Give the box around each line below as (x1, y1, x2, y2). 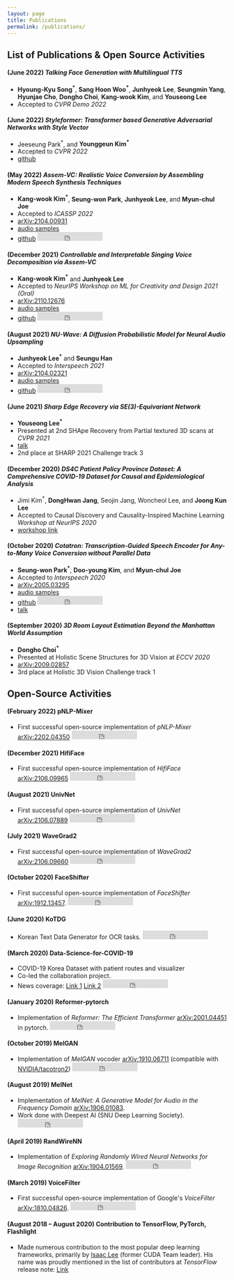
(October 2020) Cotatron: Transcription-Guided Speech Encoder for (7, 542, 210, 550)
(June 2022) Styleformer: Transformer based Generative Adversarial (7, 116, 212, 124)
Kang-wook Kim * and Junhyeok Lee (17, 273, 124, 283)
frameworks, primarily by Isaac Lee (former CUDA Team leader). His (17, 1250, 214, 1258)
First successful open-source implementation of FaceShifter (17, 888, 190, 897)
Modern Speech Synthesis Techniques (7, 178, 122, 187)
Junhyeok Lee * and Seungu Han (17, 353, 113, 363)
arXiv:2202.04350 (17, 733, 70, 741)
